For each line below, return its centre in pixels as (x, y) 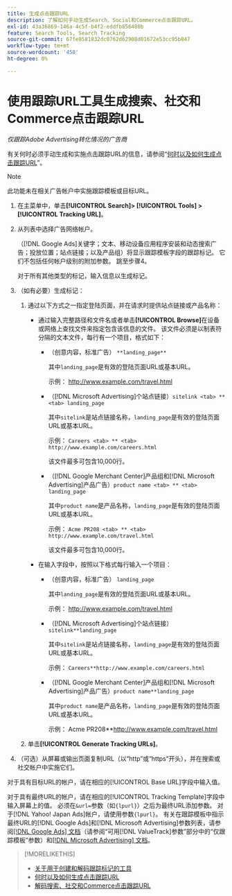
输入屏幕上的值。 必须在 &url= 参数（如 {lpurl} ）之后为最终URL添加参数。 (111, 805)
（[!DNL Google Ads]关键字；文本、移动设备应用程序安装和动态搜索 (114, 243)
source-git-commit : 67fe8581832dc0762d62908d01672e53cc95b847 (99, 40)
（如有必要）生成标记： (51, 290)
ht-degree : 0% (28, 59)
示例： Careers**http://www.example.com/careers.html (127, 667)
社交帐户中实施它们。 (47, 767)
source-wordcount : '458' (43, 53)
